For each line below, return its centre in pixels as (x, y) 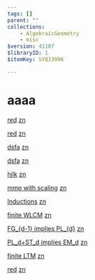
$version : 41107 (31, 46)
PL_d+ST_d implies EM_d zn (47, 242)
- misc (29, 40)
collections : (26, 27)
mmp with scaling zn (37, 187)
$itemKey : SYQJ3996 (36, 60)
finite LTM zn (26, 255)
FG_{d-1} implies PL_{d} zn (46, 228)
